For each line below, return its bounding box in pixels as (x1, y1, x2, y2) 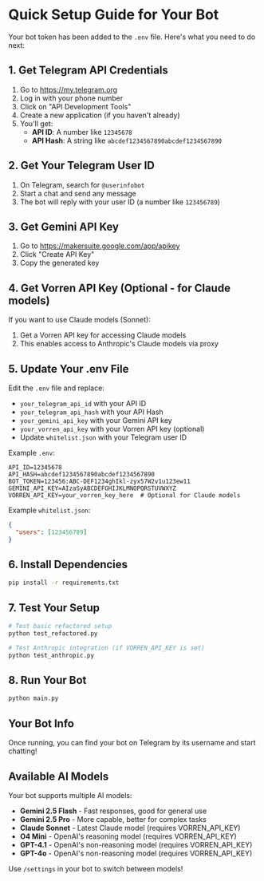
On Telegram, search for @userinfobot (19, 180, 145, 189)
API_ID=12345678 (8, 464, 62, 472)
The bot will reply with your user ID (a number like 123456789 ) (19, 197, 221, 207)
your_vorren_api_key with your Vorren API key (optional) (19, 425, 205, 433)
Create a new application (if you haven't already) (19, 110, 181, 120)
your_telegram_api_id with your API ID (19, 399, 147, 408)
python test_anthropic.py (8, 651, 94, 659)
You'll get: (19, 118, 53, 128)
